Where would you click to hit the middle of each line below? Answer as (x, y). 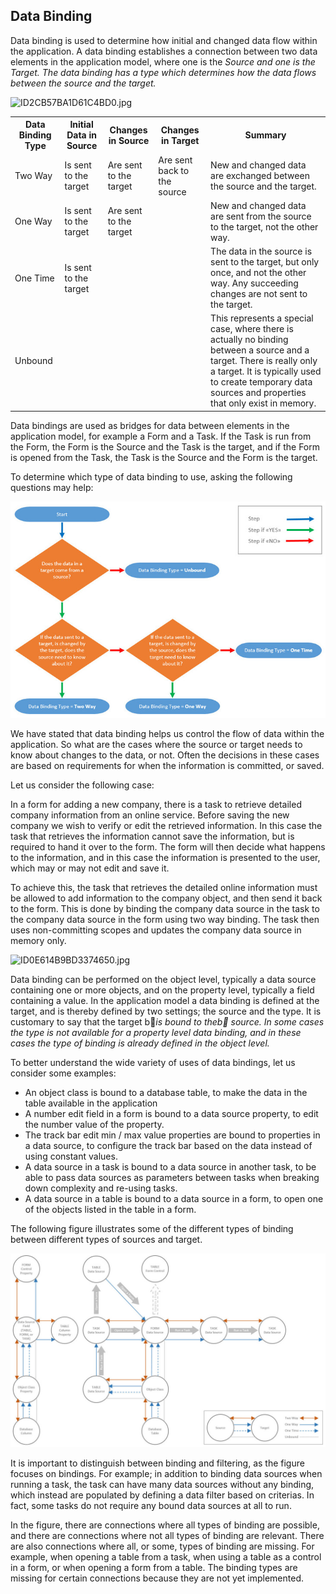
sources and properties (258, 393)
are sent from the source (261, 216)
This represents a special (262, 318)
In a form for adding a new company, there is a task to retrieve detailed (156, 805)
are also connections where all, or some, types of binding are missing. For (162, 1546)
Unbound (33, 361)
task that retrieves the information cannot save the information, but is (152, 836)
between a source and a (260, 350)
